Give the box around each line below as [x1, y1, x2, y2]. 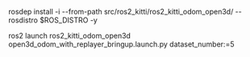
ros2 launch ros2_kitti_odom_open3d [8, 31, 131, 40]
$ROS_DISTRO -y [40, 15, 98, 25]
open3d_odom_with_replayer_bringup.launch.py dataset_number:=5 [8, 39, 235, 49]
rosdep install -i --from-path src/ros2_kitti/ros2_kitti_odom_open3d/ [8, 7, 234, 16]
